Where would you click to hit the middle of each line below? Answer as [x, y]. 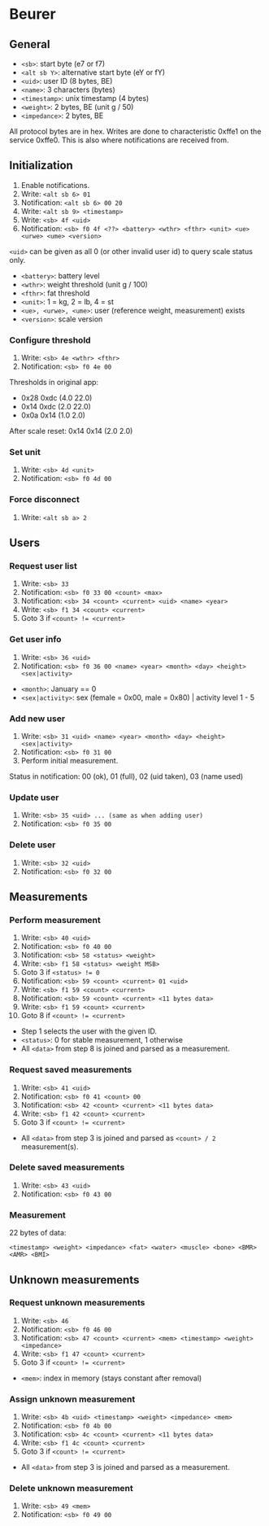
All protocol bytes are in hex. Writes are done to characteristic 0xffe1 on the [135, 131]
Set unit [25, 453]
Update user [34, 797]
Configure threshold [50, 340]
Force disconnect [44, 500]
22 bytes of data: [38, 1233]
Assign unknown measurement [72, 1399]
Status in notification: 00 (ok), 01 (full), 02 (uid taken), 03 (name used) [126, 776]
